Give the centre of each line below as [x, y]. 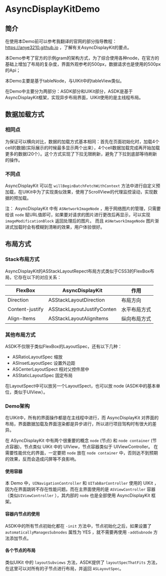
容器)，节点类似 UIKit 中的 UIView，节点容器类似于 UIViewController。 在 [83, 447]
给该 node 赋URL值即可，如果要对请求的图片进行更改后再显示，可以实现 [78, 214]
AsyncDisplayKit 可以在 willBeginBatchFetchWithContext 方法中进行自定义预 [83, 186]
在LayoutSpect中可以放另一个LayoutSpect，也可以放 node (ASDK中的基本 [81, 385]
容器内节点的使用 [22, 514]
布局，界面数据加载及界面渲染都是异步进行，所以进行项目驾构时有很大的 [79, 424]
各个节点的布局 [20, 550]
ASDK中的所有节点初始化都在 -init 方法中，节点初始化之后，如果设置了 [78, 526]
